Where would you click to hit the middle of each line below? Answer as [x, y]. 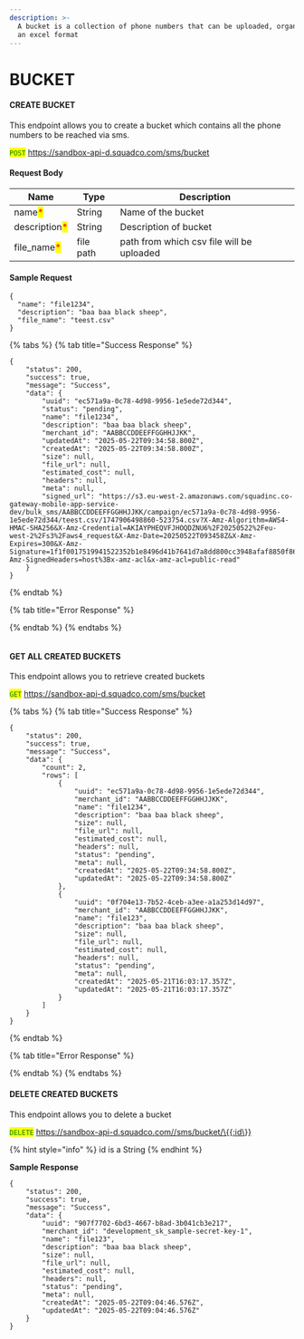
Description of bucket [166, 226]
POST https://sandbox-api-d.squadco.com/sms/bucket [109, 152]
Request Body [36, 173]
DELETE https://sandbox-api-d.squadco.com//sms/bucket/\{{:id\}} [130, 1132]
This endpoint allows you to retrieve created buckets [107, 677]
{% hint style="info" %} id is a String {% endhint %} [106, 1149]
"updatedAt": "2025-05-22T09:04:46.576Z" [121, 1310]
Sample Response [44, 1167]
